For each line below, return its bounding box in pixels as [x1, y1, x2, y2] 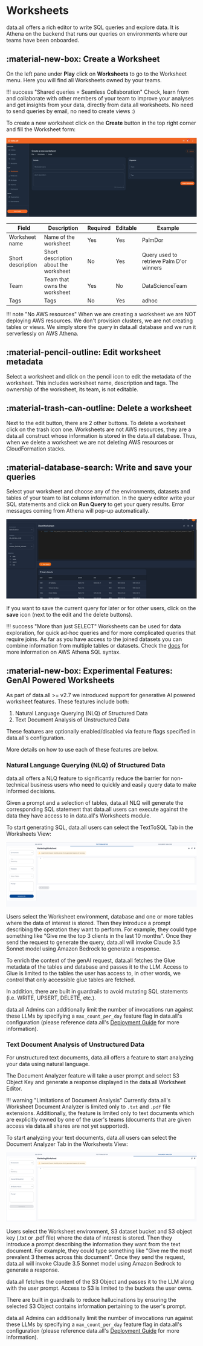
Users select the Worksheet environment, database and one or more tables [6, 912, 193, 920]
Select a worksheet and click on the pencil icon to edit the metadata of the [6, 372, 192, 380]
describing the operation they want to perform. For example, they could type [6, 926, 197, 933]
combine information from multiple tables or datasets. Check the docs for [6, 642, 189, 649]
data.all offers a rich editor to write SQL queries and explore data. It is [6, 24, 179, 31]
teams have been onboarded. [6, 36, 80, 44]
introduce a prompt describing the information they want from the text [6, 1240, 181, 1247]
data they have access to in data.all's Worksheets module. [6, 812, 151, 819]
